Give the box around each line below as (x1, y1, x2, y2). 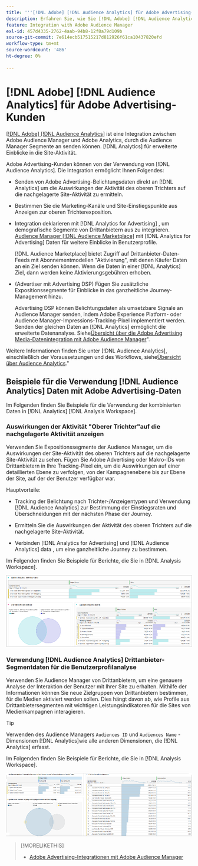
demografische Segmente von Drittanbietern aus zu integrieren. (14, 226, 170, 233)
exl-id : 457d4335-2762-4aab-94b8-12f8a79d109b (6, 28, 123, 34)
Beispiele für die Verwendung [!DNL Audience (6, 377, 179, 387)
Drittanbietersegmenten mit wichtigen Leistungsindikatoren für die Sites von (6, 701, 191, 708)
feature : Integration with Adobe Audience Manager (6, 22, 133, 28)
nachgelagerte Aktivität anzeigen (6, 430, 104, 438)
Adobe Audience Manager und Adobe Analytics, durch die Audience (6, 136, 172, 143)
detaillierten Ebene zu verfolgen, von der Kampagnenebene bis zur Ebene (6, 468, 186, 475)
